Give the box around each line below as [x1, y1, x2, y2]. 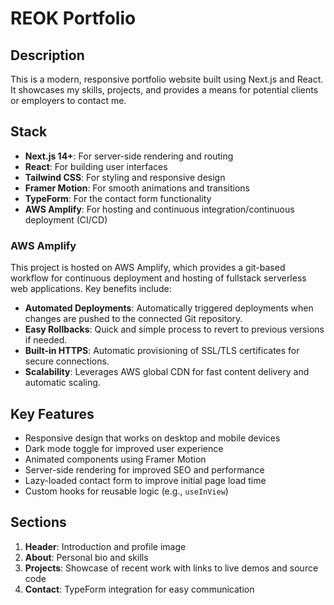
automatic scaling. [24, 377, 101, 389]
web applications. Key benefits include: [10, 283, 172, 295]
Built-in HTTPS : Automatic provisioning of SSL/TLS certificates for [24, 345, 300, 357]
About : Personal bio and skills [24, 551, 149, 563]
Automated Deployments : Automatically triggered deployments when [24, 302, 314, 314]
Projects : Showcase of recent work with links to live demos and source [24, 562, 319, 574]
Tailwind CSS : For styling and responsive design [24, 171, 226, 183]
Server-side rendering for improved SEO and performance [24, 463, 265, 476]
